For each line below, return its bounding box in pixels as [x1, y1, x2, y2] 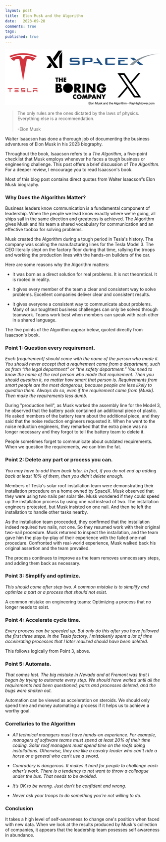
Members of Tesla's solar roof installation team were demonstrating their [5, 482, 154, 488]
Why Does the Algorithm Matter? [5, 194, 86, 201]
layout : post [5, 8, 32, 13]
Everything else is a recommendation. [17, 115, 95, 122]
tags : [5, 29, 16, 34]
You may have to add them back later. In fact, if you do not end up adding [5, 467, 157, 473]
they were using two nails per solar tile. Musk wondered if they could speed [5, 493, 160, 499]
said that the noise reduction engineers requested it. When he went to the [5, 419, 156, 424]
